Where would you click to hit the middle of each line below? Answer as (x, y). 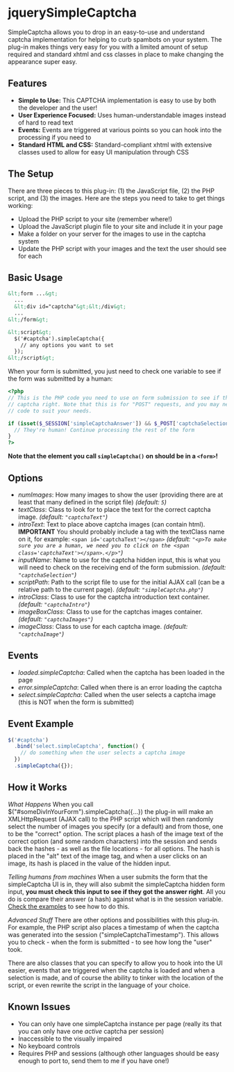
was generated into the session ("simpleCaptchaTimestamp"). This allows (114, 934)
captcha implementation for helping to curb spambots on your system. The (115, 39)
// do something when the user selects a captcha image (103, 753)
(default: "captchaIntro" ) (54, 604)
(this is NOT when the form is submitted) (76, 702)
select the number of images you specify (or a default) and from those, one (116, 826)
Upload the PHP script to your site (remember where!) (95, 219)
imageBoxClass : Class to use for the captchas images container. (110, 611)
